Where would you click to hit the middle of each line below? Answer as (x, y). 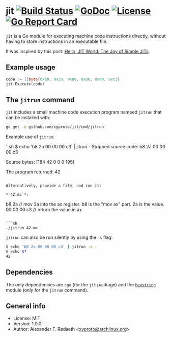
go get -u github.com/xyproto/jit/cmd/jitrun (55, 127)
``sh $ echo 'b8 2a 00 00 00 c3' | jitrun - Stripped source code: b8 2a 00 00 (85, 147)
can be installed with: (28, 118)
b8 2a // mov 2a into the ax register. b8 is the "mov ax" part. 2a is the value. (85, 204)
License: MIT (27, 318)
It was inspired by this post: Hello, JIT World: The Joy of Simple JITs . (78, 51)
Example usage (31, 67)
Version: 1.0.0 (27, 324)
